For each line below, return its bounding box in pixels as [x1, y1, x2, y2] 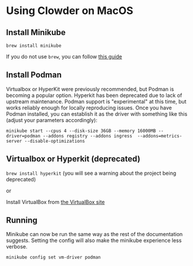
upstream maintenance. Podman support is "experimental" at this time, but [6, 98, 187, 105]
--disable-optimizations [24, 138, 85, 144]
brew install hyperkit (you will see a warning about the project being [6, 170, 177, 177]
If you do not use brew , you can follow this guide [6, 53, 123, 60]
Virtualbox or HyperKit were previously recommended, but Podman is [6, 85, 174, 92]
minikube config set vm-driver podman [6, 254, 101, 261]
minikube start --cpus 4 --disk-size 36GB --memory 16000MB [6, 127, 157, 134]
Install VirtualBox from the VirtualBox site [6, 198, 105, 205]
